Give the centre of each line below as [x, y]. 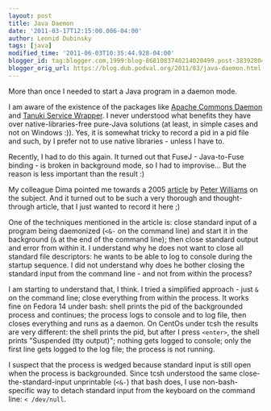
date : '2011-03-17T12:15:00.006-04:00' [75, 31]
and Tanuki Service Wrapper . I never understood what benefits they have [130, 115]
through [21, 206]
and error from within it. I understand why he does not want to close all [126, 247]
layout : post [30, 16]
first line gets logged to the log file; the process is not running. [112, 349]
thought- [228, 197]
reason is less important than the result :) [77, 173]
